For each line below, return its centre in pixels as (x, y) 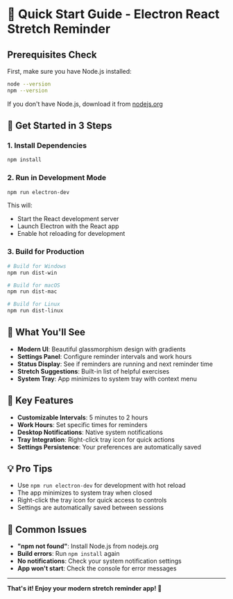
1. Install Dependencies (47, 145)
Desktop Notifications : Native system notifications (90, 432)
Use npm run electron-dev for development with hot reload (101, 486)
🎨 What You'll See (46, 332)
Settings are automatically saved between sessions (90, 508)
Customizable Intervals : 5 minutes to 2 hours (83, 417)
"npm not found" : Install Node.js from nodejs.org (88, 546)
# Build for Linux (34, 304)
